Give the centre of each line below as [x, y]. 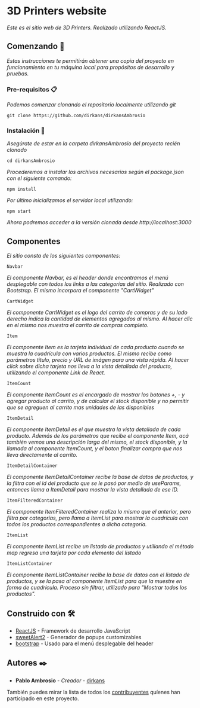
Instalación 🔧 [26, 130]
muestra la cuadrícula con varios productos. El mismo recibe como [89, 353]
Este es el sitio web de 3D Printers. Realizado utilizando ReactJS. [87, 28]
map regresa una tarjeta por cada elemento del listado [74, 553]
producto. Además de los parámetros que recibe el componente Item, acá [98, 436]
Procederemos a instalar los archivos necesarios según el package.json [95, 172]
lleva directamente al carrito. [42, 455]
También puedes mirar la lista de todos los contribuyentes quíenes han [93, 692]
